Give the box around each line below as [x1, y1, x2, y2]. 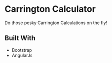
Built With [4, 34, 36, 42]
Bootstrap [11, 47, 32, 53]
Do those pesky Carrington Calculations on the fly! [4, 20, 108, 26]
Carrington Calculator [4, 3, 96, 15]
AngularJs [11, 52, 33, 58]
